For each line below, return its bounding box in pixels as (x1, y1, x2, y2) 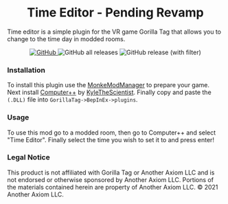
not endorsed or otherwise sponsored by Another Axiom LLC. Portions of (7, 175, 214, 183)
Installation (7, 65, 46, 75)
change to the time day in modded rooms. (7, 34, 126, 43)
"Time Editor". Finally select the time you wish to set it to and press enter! (7, 135, 215, 144)
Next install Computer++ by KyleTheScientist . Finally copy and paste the (7, 88, 212, 97)
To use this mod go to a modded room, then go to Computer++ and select (7, 128, 216, 137)
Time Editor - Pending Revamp (27, 5, 204, 21)
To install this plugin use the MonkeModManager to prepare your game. (7, 81, 209, 89)
